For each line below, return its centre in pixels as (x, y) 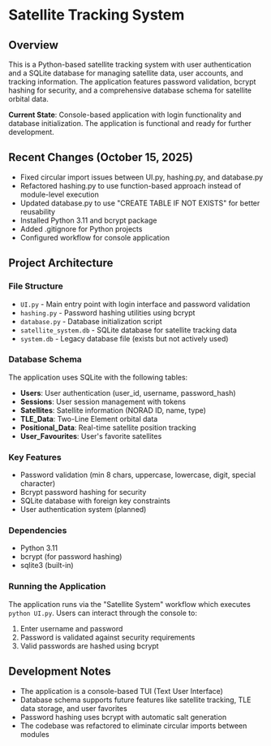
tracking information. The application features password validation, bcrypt (132, 82)
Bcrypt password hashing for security (83, 492)
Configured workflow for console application (95, 237)
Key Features (35, 457)
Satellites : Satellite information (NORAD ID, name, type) (113, 410)
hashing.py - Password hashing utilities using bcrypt (108, 312)
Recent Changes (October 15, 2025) (101, 157)
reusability (37, 211)
